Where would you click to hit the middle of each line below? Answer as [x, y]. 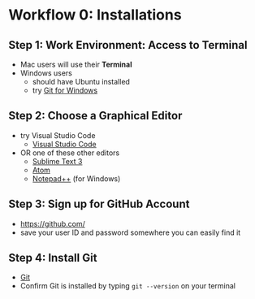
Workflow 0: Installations [95, 15]
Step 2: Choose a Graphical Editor [95, 116]
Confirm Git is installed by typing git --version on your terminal [127, 286]
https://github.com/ [52, 223]
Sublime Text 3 [57, 161]
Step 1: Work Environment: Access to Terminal [128, 45]
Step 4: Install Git [53, 258]
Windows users [46, 73]
